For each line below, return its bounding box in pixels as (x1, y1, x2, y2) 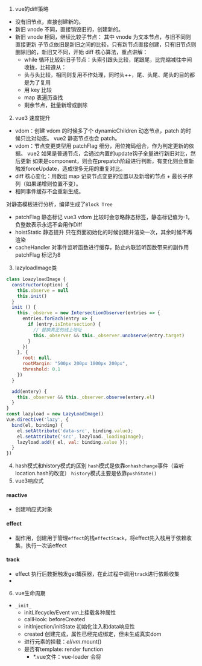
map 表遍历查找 (24, 94, 63, 101)
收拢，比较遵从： (24, 64, 67, 71)
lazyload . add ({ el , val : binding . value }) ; (17, 439, 128, 445)
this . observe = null (17, 287, 69, 294)
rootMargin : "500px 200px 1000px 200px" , (22, 361, 128, 367)
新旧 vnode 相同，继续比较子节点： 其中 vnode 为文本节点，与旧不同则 (14, 33, 192, 41)
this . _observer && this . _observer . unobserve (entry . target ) (33, 332, 185, 338)
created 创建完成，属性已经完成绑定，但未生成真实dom (24, 630, 162, 638)
